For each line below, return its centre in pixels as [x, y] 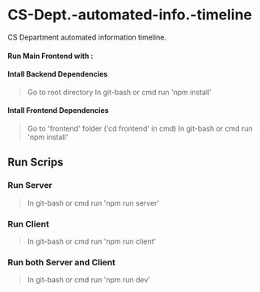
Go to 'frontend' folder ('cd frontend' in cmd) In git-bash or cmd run [140, 128]
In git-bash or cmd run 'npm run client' [92, 241]
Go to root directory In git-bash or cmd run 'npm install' [119, 92]
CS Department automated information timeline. [87, 37]
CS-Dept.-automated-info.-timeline [130, 15]
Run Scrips [36, 163]
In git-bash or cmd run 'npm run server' [93, 202]
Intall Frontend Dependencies [59, 111]
